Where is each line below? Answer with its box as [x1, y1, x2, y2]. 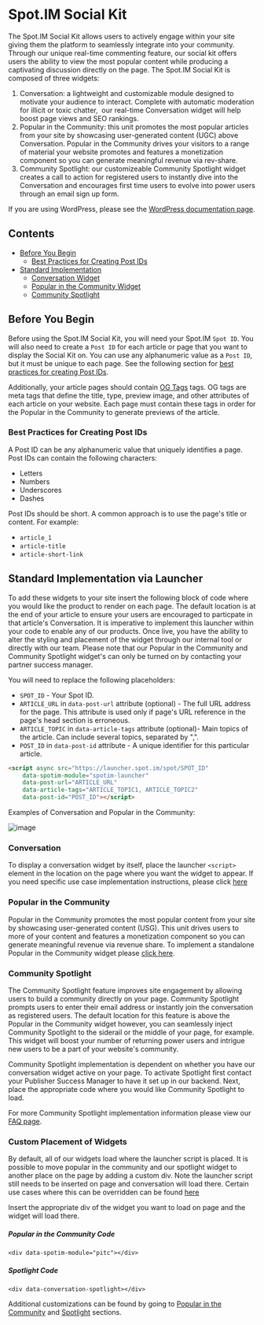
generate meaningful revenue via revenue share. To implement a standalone [8, 939, 255, 949]
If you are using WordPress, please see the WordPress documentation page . [8, 204, 255, 213]
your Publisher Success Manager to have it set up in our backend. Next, [8, 1076, 241, 1086]
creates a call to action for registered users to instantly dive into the [19, 172, 238, 182]
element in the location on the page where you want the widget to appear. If [8, 868, 254, 879]
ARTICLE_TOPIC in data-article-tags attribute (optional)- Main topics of [19, 724, 249, 733]
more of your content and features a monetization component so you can [8, 931, 245, 941]
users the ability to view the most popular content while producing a [8, 57, 229, 66]
